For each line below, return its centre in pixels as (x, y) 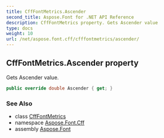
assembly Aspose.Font (43, 129)
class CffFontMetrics (40, 116)
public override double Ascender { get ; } (59, 88)
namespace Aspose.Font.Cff (50, 123)
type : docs (20, 28)
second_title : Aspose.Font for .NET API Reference (70, 17)
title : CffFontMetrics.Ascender (46, 12)
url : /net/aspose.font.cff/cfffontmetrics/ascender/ (73, 39)
